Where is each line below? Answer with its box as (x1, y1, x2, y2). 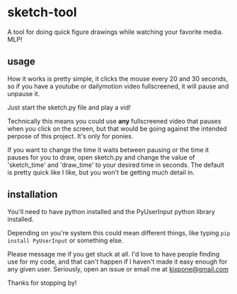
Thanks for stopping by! (7, 278, 77, 287)
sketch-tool (7, 4, 77, 20)
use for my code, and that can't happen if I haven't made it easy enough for (7, 257, 228, 266)
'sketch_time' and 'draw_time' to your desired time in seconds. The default (7, 160, 225, 169)
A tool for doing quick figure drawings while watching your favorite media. (7, 28, 224, 36)
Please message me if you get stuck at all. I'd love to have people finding (7, 249, 220, 258)
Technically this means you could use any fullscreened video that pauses (7, 117, 221, 125)
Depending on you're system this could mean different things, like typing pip (7, 228, 231, 237)
